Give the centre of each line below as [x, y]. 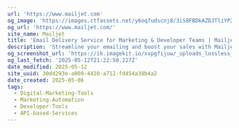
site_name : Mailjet [36, 34]
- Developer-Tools [41, 107]
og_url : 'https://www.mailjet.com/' [62, 27]
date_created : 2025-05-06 [46, 80]
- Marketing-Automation [49, 100]
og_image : [22, 21]
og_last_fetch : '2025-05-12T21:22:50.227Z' [73, 60]
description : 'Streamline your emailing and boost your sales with [110, 47]
